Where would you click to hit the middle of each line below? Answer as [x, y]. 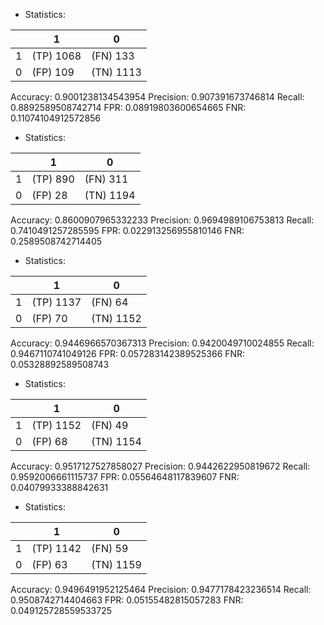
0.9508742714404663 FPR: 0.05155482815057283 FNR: [127, 600]
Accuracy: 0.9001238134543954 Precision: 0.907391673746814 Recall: [157, 97]
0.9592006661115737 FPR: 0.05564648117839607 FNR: [125, 477]
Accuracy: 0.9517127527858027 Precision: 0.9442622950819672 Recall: [160, 466]
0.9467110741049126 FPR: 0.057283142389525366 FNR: [128, 353]
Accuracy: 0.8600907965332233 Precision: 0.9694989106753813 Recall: [162, 220]
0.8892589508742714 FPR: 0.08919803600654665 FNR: [128, 107]
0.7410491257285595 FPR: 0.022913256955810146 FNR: [127, 230]
